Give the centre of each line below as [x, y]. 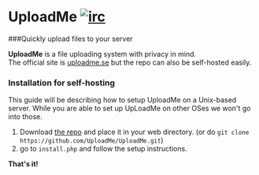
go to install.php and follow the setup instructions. [103, 149]
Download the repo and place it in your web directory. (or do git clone [134, 132]
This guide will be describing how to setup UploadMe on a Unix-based [122, 100]
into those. [26, 117]
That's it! [23, 164]
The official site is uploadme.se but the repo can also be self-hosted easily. [130, 62]
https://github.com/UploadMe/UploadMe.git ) [91, 140]
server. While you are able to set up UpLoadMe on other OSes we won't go [129, 108]
